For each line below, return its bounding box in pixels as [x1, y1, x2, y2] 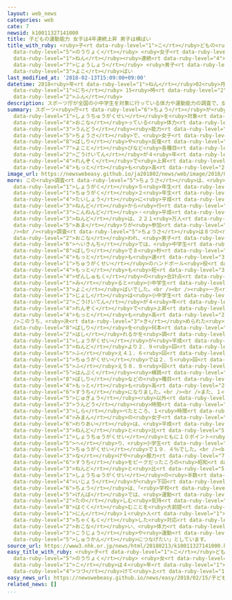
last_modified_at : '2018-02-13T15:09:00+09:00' [7, 74, 147, 81]
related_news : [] [7, 581, 57, 588]
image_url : [7, 170, 39, 177]
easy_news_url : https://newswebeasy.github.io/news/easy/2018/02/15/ [7, 574, 212, 581]
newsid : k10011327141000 [7, 29, 79, 37]
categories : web [7, 17, 54, 23]
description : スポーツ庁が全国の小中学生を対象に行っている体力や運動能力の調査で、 [7, 100, 222, 107]
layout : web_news [7, 10, 57, 17]
